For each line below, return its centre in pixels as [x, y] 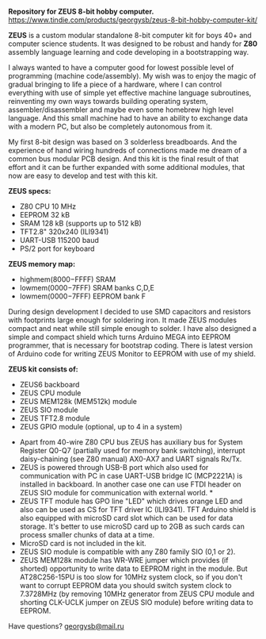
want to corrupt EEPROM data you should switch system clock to [125, 585]
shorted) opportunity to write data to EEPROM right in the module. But [133, 568]
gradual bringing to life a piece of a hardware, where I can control [115, 84]
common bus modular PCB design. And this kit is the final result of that [123, 159]
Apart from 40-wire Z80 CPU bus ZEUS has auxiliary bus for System [131, 442]
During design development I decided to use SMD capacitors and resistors [130, 312]
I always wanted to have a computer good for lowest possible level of [121, 67]
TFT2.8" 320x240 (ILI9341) [64, 232]
